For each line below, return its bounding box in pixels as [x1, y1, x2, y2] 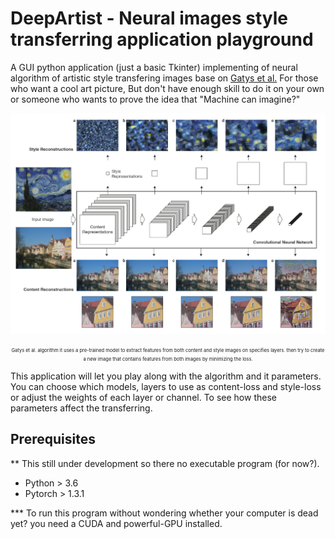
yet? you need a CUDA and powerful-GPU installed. [10, 517, 223, 529]
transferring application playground [10, 28, 314, 51]
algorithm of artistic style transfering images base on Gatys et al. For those [10, 72, 319, 84]
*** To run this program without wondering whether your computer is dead [10, 507, 319, 519]
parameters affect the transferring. [10, 402, 153, 414]
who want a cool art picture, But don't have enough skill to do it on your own [10, 82, 325, 94]
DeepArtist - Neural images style [10, 7, 289, 30]
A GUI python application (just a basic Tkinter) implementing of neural [10, 61, 298, 73]
